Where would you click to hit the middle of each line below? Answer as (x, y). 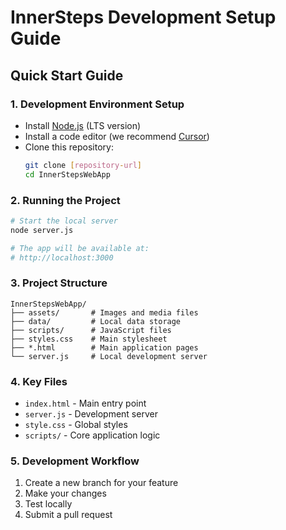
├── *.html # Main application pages (104, 347)
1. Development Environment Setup (97, 104)
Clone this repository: (69, 147)
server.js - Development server (91, 414)
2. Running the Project (65, 200)
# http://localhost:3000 (62, 257)
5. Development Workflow (75, 461)
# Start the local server (64, 221)
